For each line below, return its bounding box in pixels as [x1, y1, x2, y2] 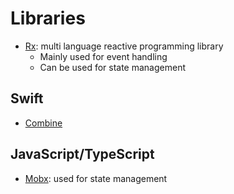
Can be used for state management [39, 61, 187, 73]
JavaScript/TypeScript [10, 146, 155, 163]
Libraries [10, 7, 86, 30]
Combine [24, 117, 63, 129]
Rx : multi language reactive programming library [24, 40, 224, 52]
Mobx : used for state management [24, 172, 168, 184]
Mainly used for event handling [39, 50, 168, 62]
